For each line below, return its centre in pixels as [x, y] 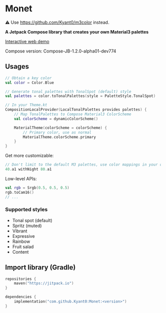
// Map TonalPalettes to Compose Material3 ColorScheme [73, 114]
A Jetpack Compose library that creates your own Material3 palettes [77, 32]
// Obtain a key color [28, 78]
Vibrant [20, 231]
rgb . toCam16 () [20, 192]
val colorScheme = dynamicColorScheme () [56, 119]
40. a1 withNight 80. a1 [28, 169]
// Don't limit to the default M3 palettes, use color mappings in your [82, 165]
